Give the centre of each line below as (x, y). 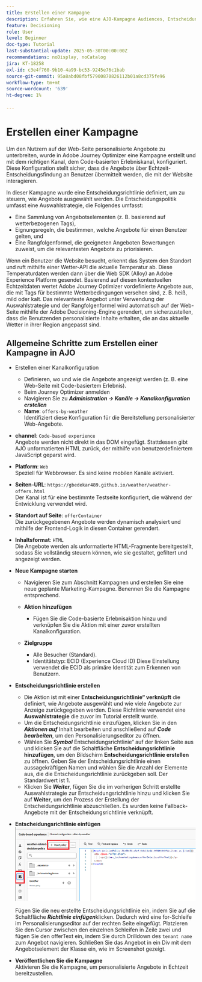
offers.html (30, 491)
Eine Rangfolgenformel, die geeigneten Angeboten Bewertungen (95, 242)
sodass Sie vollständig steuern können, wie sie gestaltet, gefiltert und (101, 552)
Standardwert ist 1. (47, 780)
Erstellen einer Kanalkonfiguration (57, 367)
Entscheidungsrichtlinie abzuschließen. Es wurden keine (93, 806)
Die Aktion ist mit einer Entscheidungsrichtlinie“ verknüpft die (102, 697)
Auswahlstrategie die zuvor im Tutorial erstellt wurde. (91, 716)
